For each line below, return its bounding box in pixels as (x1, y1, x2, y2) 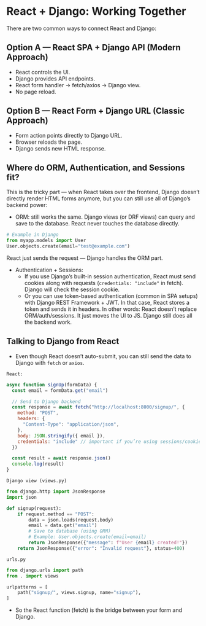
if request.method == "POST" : (17, 511, 95, 517)
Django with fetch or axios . (15, 359, 85, 366)
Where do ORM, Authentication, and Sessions (6, 162, 185, 173)
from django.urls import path (6, 567, 84, 573)
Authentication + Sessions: (15, 266, 84, 273)
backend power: (6, 201, 48, 209)
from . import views (6, 573, 59, 579)
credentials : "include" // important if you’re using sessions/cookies (17, 438, 204, 445)
